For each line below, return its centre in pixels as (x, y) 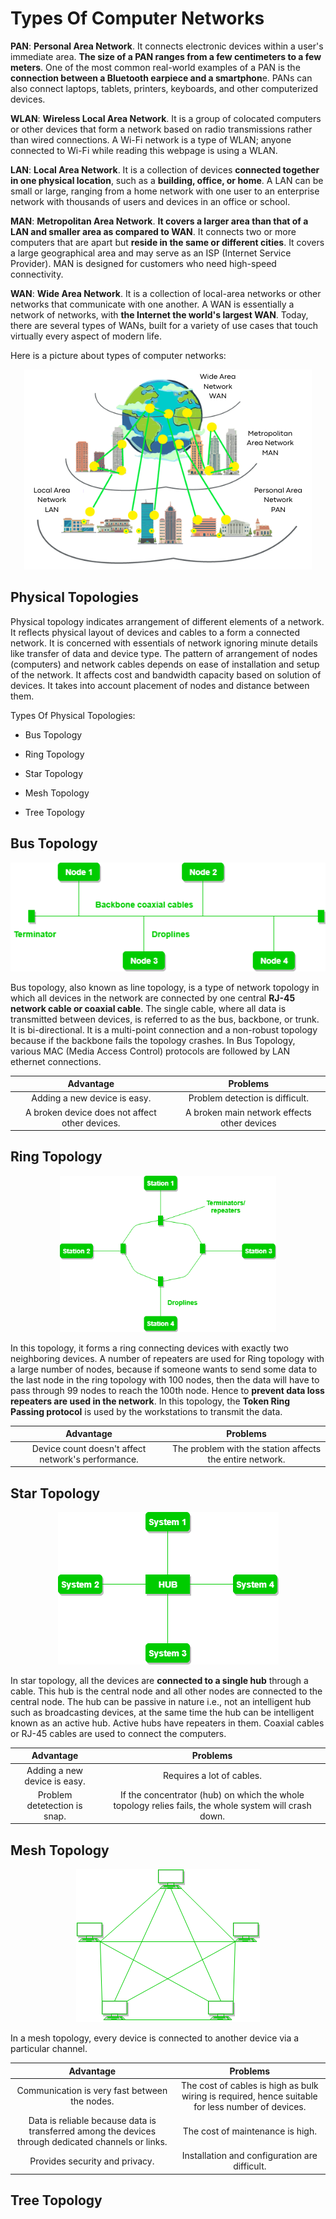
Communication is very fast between (92, 2091)
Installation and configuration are (249, 2156)
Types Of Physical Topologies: (73, 715)
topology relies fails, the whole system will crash (212, 1805)
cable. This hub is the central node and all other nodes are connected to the (166, 1691)
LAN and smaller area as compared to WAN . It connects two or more (153, 231)
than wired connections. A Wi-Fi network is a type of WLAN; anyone (151, 139)
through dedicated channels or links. (92, 2142)
